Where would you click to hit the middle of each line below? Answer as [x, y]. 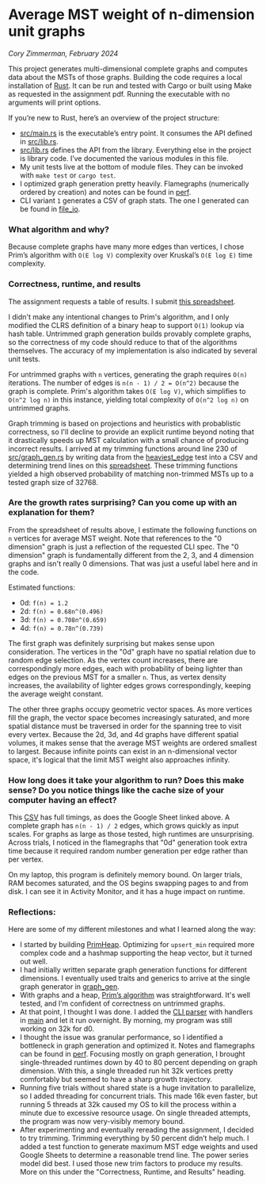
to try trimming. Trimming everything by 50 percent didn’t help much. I [134, 1138]
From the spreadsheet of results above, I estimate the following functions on [133, 529]
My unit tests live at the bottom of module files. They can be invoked [131, 166]
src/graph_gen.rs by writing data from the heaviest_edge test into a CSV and [133, 456]
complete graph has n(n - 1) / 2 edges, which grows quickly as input [123, 826]
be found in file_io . [50, 208]
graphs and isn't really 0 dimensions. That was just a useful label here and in [133, 563]
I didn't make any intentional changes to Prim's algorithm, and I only [119, 317]
